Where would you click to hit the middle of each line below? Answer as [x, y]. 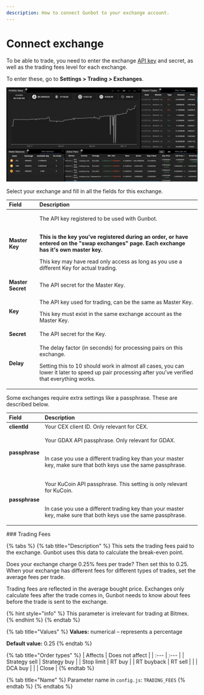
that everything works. [67, 379]
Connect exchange [55, 43]
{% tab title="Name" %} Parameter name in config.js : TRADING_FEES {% [96, 680]
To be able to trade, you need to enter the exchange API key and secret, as [100, 60]
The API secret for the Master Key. [82, 285]
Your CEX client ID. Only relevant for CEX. [97, 426]
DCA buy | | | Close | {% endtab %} [50, 668]
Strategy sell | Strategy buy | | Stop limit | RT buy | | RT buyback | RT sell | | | [102, 662]
